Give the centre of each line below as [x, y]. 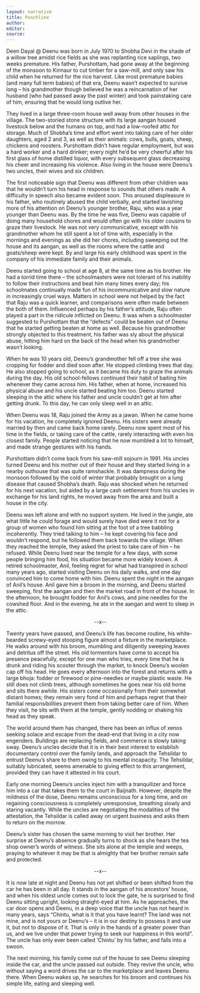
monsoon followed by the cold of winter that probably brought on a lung [95, 478]
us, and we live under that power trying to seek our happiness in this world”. [100, 934]
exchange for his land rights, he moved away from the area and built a [92, 497]
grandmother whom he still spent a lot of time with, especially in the [90, 234]
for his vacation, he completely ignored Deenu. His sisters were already [94, 422]
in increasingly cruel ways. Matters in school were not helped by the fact [96, 296]
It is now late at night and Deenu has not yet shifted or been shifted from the [100, 883]
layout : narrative [29, 12]
